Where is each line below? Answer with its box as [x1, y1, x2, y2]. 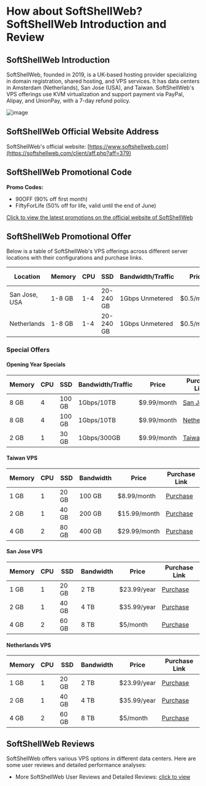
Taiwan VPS [6, 455, 38, 462]
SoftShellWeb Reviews [6, 738, 95, 749]
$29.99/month [117, 527, 160, 535]
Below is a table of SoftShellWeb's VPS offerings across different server [6, 248, 188, 255]
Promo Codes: [6, 183, 44, 191]
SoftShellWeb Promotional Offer [6, 232, 132, 242]
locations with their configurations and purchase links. [6, 254, 143, 262]
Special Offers [6, 346, 50, 354]
